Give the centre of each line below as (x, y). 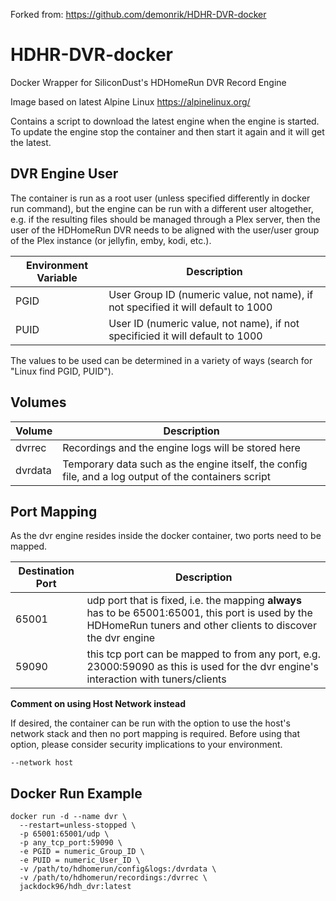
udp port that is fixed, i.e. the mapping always (194, 601)
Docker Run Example (76, 793)
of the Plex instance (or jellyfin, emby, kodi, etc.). (111, 240)
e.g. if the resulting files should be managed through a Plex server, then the (165, 219)
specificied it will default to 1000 (185, 336)
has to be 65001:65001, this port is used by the (199, 613)
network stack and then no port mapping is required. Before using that (155, 734)
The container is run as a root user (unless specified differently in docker (160, 198)
